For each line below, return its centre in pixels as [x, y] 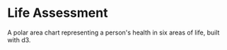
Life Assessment [58, 13]
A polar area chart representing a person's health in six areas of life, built [113, 32]
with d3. [19, 39]
